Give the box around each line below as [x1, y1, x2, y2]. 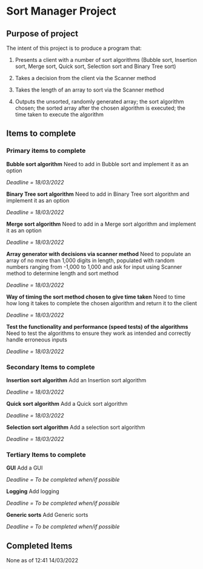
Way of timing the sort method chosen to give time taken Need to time [6, 293, 186, 300]
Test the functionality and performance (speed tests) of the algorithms [6, 323, 188, 330]
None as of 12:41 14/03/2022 [6, 557, 79, 564]
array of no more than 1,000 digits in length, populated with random [6, 257, 175, 264]
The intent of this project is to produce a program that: [6, 44, 142, 52]
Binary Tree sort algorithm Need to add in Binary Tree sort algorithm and [6, 190, 190, 198]
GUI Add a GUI [6, 464, 43, 471]
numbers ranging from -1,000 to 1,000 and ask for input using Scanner [6, 263, 182, 271]
